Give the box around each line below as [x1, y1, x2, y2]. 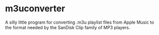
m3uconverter [5, 3, 65, 14]
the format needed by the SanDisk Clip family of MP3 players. [5, 24, 130, 30]
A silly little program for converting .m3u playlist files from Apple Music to [5, 19, 154, 25]
